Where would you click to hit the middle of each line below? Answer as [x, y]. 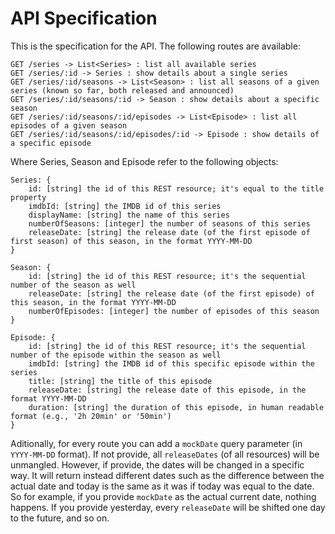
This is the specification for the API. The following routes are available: [155, 46]
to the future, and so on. [60, 518]
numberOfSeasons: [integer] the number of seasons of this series [169, 223]
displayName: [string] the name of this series [129, 215]
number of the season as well [73, 285]
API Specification [84, 18]
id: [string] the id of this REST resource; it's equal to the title [176, 188]
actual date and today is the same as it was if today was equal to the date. [162, 486]
